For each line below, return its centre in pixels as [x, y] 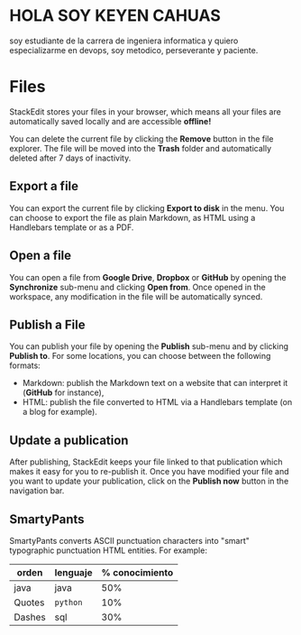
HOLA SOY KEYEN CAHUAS [115, 16]
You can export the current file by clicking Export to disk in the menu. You [147, 207]
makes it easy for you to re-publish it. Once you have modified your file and [150, 472]
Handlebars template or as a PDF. [72, 227]
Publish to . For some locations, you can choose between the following [140, 356]
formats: [25, 365]
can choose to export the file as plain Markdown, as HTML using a [132, 217]
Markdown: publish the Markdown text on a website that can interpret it [155, 383]
